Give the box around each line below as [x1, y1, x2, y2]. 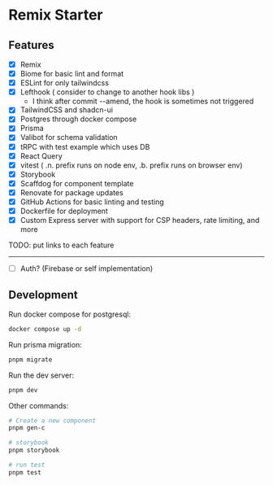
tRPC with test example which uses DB [19, 142, 150, 151]
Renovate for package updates [19, 187, 123, 197]
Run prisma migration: [8, 339, 83, 349]
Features [8, 38, 54, 52]
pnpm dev [8, 386, 38, 394]
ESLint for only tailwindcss [19, 78, 110, 88]
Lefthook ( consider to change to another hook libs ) [19, 87, 195, 97]
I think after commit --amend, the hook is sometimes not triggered [32, 96, 254, 107]
